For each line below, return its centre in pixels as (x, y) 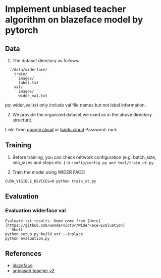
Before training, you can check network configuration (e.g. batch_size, (84, 157)
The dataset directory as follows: (46, 60)
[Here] (94, 221)
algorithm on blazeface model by (74, 20)
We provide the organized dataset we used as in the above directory (82, 115)
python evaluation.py (27, 238)
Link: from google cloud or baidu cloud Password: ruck (61, 130)
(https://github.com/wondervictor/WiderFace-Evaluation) (65, 225)
